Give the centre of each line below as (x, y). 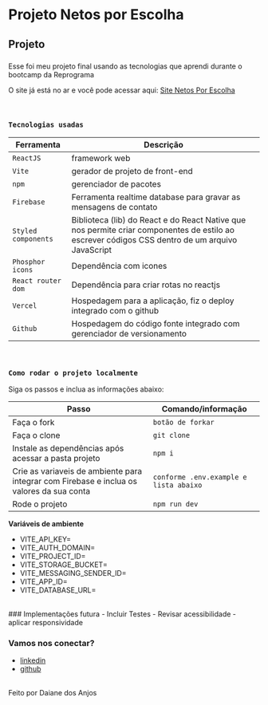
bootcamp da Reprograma (51, 74)
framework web (101, 158)
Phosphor (29, 262)
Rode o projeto (40, 504)
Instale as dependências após (68, 448)
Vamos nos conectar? (51, 644)
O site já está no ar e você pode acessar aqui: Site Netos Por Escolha (122, 90)
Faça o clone (36, 435)
